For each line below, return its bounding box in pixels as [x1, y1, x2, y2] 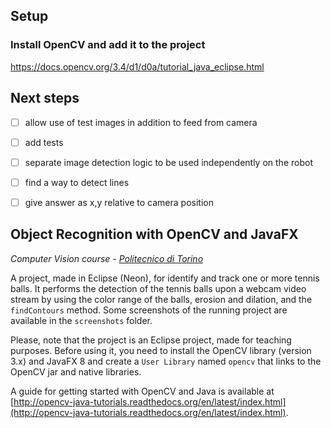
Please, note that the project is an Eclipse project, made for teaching [10, 334, 292, 346]
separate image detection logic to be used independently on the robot [24, 156, 313, 168]
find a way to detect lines [24, 176, 130, 188]
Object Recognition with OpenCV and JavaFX [10, 226, 299, 243]
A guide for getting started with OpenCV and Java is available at [10, 385, 275, 397]
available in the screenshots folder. [10, 314, 153, 326]
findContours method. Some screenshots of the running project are [10, 304, 288, 316]
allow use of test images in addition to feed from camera [24, 116, 258, 128]
